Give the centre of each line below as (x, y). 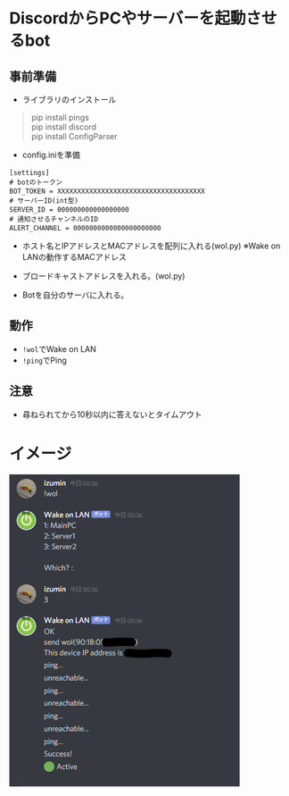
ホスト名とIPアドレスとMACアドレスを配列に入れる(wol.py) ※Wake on (151, 246)
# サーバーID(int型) (44, 201)
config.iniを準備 (51, 155)
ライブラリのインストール (69, 100)
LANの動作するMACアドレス (74, 257)
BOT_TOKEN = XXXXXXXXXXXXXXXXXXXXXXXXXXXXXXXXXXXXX (107, 191)
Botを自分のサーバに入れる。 (75, 295)
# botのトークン (36, 182)
